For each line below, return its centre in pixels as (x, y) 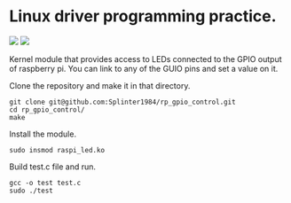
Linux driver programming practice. (143, 16)
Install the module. (43, 134)
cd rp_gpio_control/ (47, 109)
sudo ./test (31, 191)
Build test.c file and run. (52, 167)
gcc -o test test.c (45, 183)
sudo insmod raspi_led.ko (57, 150)
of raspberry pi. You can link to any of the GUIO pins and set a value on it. (144, 68)
